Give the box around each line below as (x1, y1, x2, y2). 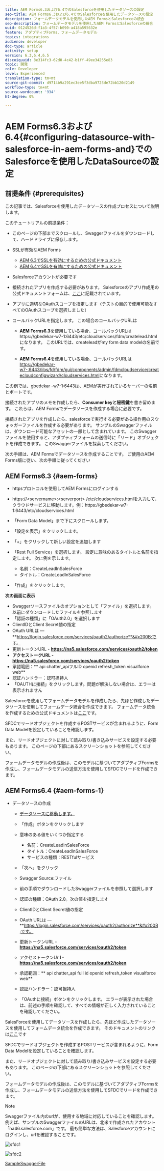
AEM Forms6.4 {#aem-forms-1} (5, 787, 104, 795)
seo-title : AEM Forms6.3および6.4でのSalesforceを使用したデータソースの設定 (5, 12, 153, 17)
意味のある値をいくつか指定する (19, 831, 84, 837)
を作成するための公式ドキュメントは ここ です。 (5, 710, 99, 716)
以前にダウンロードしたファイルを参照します (12, 609, 103, 615)
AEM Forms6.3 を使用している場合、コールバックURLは (19, 328, 132, 334)
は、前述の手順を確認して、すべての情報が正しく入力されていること (19, 1002, 156, 1008)
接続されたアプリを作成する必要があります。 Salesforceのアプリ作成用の (12, 285, 159, 290)
